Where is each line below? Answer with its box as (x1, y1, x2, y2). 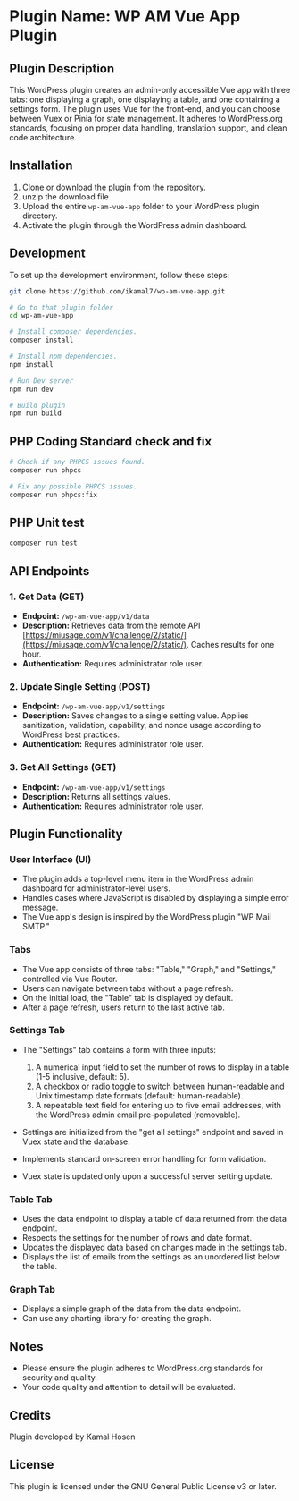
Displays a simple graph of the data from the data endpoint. (21, 1303, 242, 1314)
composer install (9, 335, 74, 345)
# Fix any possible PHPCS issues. (9, 481, 138, 491)
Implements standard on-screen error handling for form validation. (21, 1153, 267, 1164)
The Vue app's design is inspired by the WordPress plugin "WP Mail (21, 912, 272, 922)
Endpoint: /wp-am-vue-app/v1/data (21, 610, 150, 621)
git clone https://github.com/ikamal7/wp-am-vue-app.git (9, 286, 226, 296)
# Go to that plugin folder (9, 302, 114, 312)
